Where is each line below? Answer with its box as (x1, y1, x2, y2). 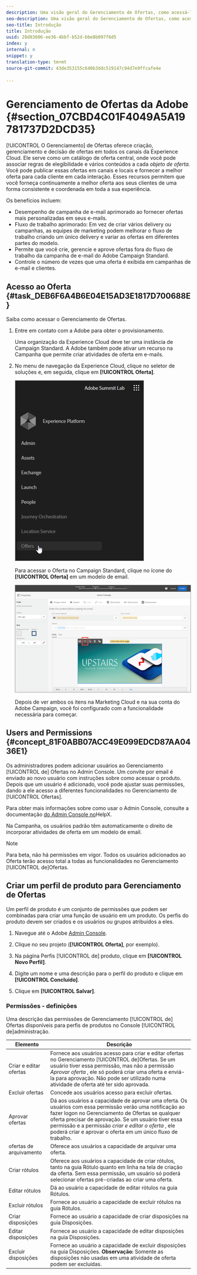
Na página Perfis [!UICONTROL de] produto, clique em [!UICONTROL (14, 952, 182, 959)
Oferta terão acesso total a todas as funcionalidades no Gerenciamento (6, 857, 179, 864)
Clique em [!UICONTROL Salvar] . (14, 988, 96, 995)
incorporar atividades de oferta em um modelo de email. (6, 828, 142, 835)
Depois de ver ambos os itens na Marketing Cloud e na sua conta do (14, 698, 180, 705)
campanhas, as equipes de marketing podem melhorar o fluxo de (14, 227, 172, 235)
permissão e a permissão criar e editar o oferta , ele (50, 1122, 175, 1129)
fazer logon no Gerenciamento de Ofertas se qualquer (50, 1110, 181, 1117)
